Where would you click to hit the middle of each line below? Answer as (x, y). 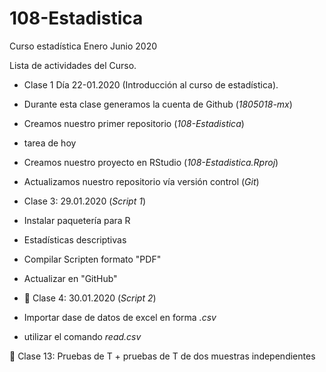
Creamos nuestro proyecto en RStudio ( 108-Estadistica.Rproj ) (151, 162)
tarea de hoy (50, 143)
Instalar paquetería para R (77, 220)
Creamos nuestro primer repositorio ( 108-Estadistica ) (134, 123)
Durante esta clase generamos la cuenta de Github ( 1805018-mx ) (158, 104)
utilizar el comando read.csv (82, 336)
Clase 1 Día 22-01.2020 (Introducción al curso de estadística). (151, 84)
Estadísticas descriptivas (75, 239)
